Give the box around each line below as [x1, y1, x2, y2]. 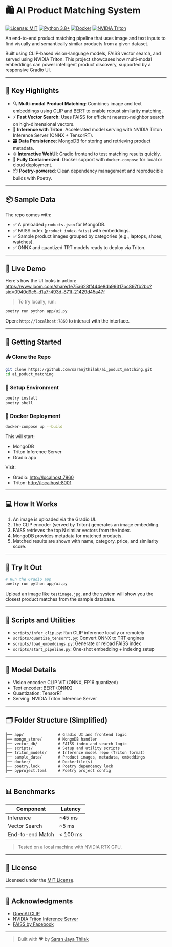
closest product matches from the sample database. [5, 596, 116, 602]
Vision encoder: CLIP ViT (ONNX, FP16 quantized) [12, 679, 119, 685]
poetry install [5, 395, 38, 401]
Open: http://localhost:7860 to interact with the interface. [5, 318, 130, 324]
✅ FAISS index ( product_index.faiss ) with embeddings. [12, 227, 131, 233]
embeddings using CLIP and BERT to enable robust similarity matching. [12, 108, 163, 114]
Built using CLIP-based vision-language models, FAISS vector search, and [5, 50, 161, 56]
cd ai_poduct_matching [5, 371, 54, 377]
